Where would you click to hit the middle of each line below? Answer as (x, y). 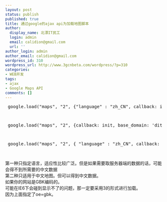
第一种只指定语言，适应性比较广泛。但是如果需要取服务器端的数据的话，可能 (83, 163)
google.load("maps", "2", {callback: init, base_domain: (79, 125)
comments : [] (19, 93)
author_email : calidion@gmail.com (41, 56)
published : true (22, 19)
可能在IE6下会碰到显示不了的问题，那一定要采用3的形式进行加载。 (73, 188)
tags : (11, 79)
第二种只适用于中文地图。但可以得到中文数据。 (53, 176)
